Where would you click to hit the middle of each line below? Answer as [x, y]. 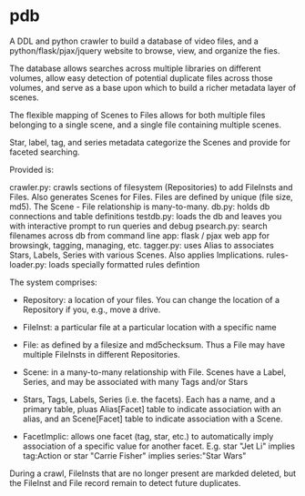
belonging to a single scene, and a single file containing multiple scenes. [146, 125]
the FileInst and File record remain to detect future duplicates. [125, 482]
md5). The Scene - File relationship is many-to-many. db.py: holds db [140, 207]
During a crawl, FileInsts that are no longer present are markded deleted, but [153, 473]
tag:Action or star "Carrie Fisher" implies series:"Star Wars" [134, 455]
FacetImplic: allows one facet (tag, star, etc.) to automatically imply [148, 436]
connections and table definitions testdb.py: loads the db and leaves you [146, 216]
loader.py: [28, 264]
